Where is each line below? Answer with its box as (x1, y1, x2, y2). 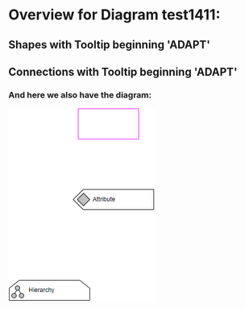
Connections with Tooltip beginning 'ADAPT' (8, 65, 238, 78)
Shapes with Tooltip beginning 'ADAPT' (8, 38, 211, 52)
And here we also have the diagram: (8, 89, 152, 100)
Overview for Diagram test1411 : (8, 6, 221, 24)
